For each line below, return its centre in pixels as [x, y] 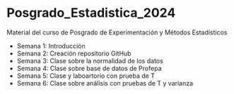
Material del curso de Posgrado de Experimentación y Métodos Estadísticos [117, 32]
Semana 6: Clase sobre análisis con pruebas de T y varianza [105, 83]
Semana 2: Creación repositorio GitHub [74, 53]
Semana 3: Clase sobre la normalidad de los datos [90, 60]
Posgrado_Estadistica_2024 [91, 13]
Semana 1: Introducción [51, 46]
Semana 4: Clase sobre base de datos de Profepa [89, 68]
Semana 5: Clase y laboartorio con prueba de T [86, 76]
